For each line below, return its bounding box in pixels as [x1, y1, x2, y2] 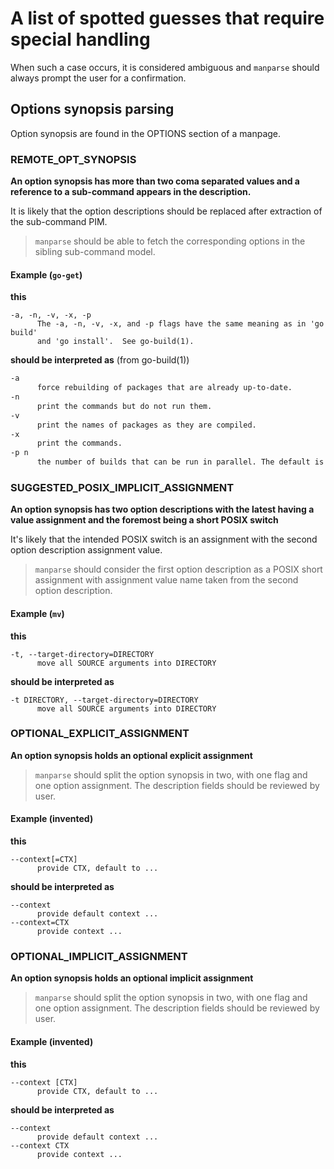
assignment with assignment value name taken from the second [34, 574, 299, 586]
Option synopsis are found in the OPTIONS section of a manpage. [10, 127, 282, 139]
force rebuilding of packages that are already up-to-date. [36, 383, 293, 393]
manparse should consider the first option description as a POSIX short [34, 563, 323, 576]
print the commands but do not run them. [36, 401, 213, 411]
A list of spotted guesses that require [10, 7, 325, 30]
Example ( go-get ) [10, 268, 83, 281]
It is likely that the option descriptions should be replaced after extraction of [10, 205, 323, 217]
